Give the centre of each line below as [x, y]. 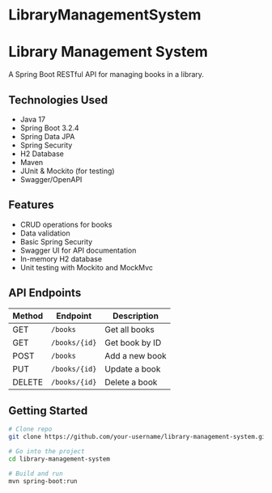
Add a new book [136, 355]
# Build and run [36, 474]
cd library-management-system [59, 459]
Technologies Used [58, 100]
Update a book [133, 368]
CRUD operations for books [66, 224]
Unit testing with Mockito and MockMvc [87, 267]
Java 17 [33, 119]
